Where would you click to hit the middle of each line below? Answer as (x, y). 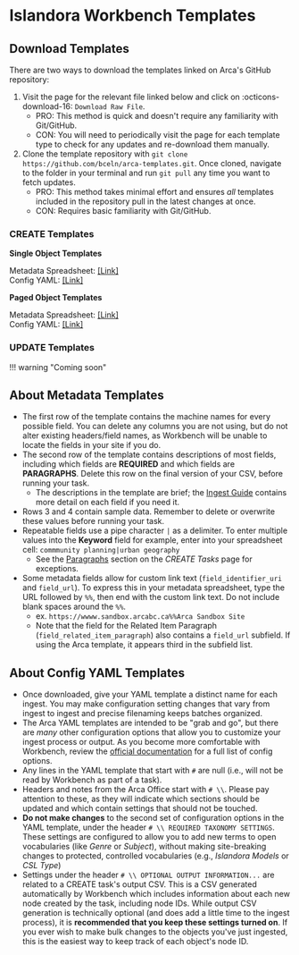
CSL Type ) (42, 866)
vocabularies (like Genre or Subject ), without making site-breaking (144, 847)
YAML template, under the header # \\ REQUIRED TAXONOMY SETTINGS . (148, 827)
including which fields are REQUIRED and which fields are (128, 464)
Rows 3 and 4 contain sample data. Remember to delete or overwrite (148, 511)
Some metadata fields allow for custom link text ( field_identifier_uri (152, 579)
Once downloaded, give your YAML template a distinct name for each (150, 695)
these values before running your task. (93, 521)
